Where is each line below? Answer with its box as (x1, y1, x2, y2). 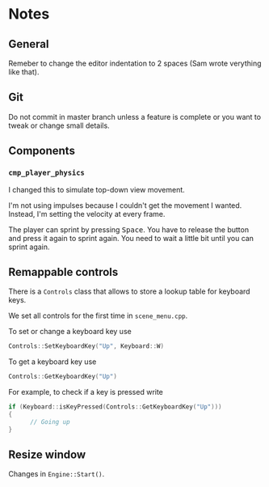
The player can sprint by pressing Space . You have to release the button (8, 224, 249, 235)
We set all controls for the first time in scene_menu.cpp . (8, 311, 188, 320)
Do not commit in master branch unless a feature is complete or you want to (8, 112, 261, 121)
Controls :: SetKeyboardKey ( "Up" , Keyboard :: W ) (8, 342, 164, 350)
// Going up (29, 417, 70, 426)
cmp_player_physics (8, 168, 85, 178)
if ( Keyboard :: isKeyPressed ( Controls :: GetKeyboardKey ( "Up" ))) (8, 403, 222, 411)
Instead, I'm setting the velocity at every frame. (8, 209, 166, 218)
